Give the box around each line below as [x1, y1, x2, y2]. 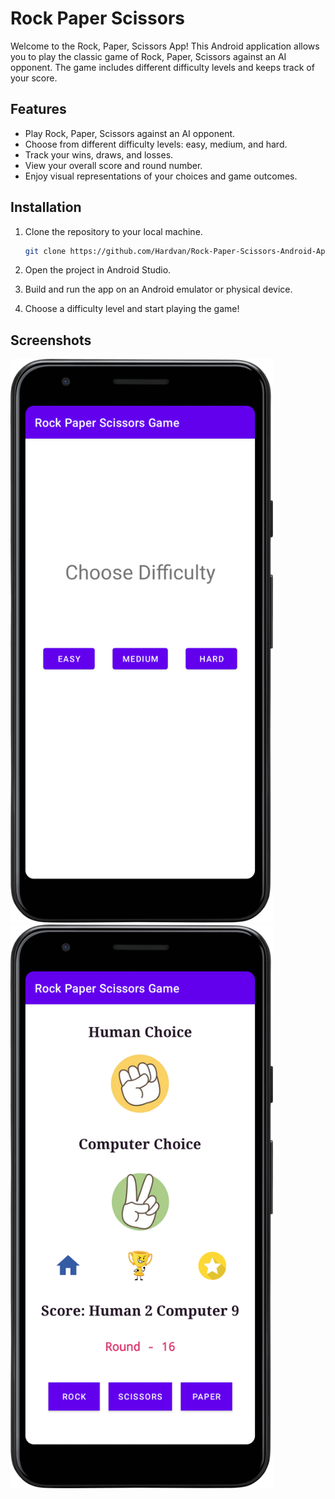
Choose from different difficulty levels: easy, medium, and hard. [24, 138, 288, 150]
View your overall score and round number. [24, 159, 203, 171]
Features [10, 101, 67, 118]
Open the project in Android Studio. [24, 264, 172, 276]
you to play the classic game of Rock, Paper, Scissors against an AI [10, 50, 287, 62]
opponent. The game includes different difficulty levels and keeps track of [10, 61, 315, 73]
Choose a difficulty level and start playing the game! [24, 303, 240, 315]
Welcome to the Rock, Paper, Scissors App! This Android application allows [10, 40, 320, 52]
